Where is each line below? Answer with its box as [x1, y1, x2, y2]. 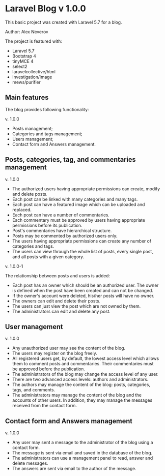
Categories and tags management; [12, 131, 82, 137]
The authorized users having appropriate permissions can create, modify [12, 185, 160, 192]
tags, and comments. [12, 387, 55, 393]
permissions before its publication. [12, 222, 82, 228]
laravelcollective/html [12, 68, 55, 74]
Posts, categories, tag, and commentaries [5, 155, 136, 164]
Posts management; [12, 125, 53, 131]
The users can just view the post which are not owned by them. [12, 303, 141, 309]
